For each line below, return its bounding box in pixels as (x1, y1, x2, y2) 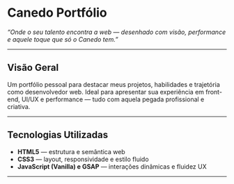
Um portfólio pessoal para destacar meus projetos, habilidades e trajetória (7, 80, 221, 88)
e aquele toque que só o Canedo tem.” (7, 35, 118, 43)
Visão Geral (7, 62, 59, 74)
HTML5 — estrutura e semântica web (17, 147, 125, 156)
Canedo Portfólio (7, 5, 107, 21)
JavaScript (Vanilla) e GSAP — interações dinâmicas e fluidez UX (17, 162, 207, 171)
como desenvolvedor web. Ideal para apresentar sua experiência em (7, 87, 204, 96)
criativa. (7, 102, 31, 110)
